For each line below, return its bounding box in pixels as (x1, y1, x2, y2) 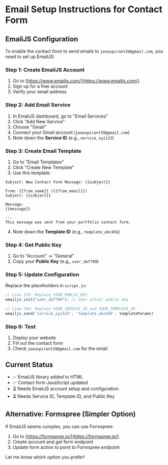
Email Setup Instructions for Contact (5, 4, 163, 15)
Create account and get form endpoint (12, 439, 94, 445)
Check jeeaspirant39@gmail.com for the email (12, 345, 108, 352)
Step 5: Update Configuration (5, 271, 80, 278)
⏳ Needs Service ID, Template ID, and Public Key (12, 393, 115, 399)
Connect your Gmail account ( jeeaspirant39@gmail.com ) (12, 129, 130, 135)
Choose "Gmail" (12, 124, 47, 130)
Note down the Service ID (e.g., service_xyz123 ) (12, 134, 115, 141)
